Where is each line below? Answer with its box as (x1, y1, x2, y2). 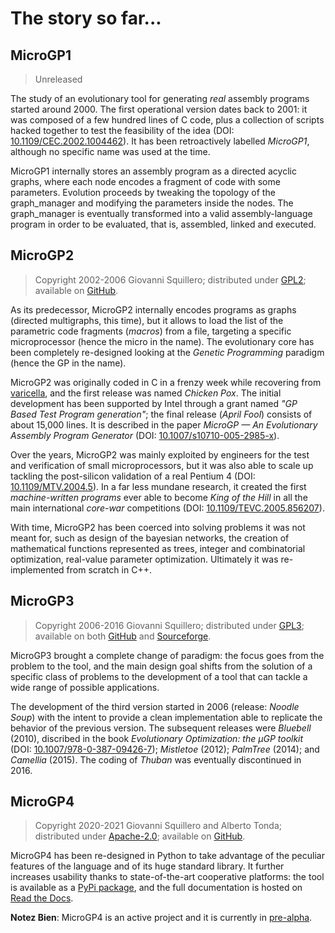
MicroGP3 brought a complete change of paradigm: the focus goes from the (10, 649, 325, 661)
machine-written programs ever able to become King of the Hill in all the (10, 491, 308, 503)
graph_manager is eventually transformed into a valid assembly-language (10, 208, 313, 219)
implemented (10, 563, 65, 576)
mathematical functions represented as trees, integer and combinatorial (10, 542, 306, 554)
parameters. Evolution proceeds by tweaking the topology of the (10, 187, 276, 198)
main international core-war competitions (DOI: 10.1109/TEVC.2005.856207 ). (10, 502, 325, 514)
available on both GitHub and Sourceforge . (34, 630, 212, 642)
